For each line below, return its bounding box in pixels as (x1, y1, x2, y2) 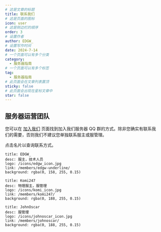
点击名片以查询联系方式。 (5, 142, 56, 148)
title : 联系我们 (5, 12, 35, 17)
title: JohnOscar (5, 205, 40, 210)
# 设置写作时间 (5, 43, 31, 48)
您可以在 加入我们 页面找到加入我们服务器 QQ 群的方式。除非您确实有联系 (5, 126, 152, 132)
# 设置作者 (5, 34, 24, 39)
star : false (5, 93, 29, 98)
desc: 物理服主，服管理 (5, 183, 47, 188)
